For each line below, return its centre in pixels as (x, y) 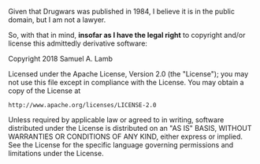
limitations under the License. (56, 153)
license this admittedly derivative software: (78, 43)
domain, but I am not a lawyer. (57, 20)
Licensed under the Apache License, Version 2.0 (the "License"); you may (128, 74)
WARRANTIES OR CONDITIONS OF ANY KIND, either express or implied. (125, 136)
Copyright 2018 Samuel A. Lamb (60, 59)
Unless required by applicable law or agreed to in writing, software (116, 120)
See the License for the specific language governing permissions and (121, 145)
